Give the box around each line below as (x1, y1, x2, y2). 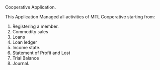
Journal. (12, 61, 30, 66)
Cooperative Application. (5, 4, 56, 10)
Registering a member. (12, 23, 59, 29)
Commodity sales (12, 29, 49, 34)
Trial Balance (12, 55, 39, 61)
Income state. (12, 45, 41, 50)
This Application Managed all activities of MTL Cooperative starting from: (5, 14, 155, 19)
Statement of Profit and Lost (12, 50, 71, 56)
